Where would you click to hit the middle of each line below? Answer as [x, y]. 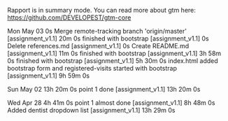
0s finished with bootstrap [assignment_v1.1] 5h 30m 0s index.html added [113, 61]
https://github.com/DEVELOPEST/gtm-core [69, 17]
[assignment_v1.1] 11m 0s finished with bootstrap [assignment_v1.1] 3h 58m [114, 53]
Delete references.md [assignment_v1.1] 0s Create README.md [98, 46]
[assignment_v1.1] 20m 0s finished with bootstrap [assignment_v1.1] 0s [108, 38]
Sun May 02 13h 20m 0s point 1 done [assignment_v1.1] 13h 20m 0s [104, 89]
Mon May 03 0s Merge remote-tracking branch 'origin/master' [97, 31]
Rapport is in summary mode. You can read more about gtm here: [101, 10]
